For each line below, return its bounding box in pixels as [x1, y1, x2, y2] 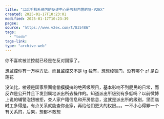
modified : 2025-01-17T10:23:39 [5, 16, 69, 21]
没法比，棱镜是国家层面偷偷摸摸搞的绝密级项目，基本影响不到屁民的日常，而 [5, 84, 159, 90]
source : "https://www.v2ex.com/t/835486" [5, 25, 91, 30]
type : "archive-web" [5, 43, 47, 48]
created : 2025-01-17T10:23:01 [5, 12, 67, 17]
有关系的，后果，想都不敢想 [5, 108, 61, 115]
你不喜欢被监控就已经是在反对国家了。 [5, 57, 82, 63]
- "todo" [9, 35, 27, 40]
